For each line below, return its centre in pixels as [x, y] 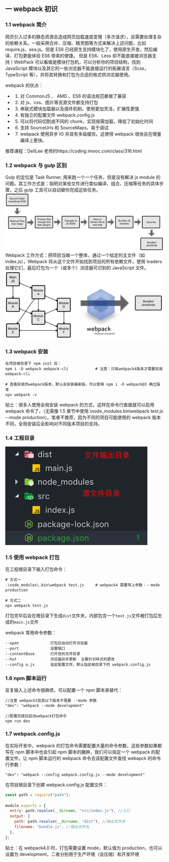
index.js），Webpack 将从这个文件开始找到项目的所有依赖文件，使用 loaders [84, 262]
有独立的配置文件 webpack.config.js [57, 115]
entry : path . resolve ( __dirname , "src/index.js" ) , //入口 [70, 811]
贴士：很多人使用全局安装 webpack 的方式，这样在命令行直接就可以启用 [80, 404]
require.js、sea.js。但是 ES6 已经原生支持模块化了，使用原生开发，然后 [79, 49]
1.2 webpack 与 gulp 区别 [36, 165]
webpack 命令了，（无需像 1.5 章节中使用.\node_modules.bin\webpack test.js [84, 411]
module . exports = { [26, 805]
